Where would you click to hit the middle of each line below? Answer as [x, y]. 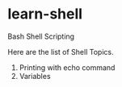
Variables [35, 76]
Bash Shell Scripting [41, 36]
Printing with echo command [67, 67]
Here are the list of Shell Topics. [61, 52]
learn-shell [45, 14]
